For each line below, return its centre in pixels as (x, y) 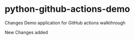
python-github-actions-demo (67, 9)
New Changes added (26, 32)
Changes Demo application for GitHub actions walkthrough (65, 23)
